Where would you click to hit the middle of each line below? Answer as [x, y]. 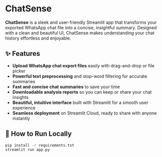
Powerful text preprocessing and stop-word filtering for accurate [80, 76]
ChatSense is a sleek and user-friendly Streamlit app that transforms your [81, 22]
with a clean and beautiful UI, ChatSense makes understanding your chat [80, 33]
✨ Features [23, 54]
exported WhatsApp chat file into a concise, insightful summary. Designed [81, 27]
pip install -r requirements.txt [40, 145]
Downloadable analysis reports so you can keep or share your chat [82, 92]
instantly [21, 118]
